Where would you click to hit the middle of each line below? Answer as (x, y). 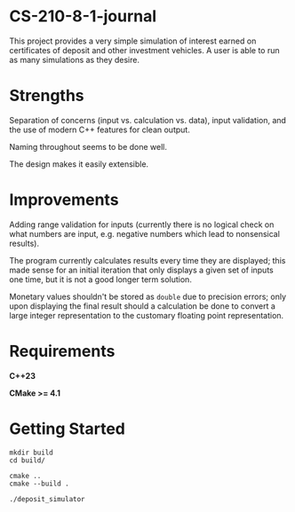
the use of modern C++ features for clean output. (100, 130)
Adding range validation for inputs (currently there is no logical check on (142, 224)
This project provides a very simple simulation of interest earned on (133, 41)
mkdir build (31, 453)
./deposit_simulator (48, 499)
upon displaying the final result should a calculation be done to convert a (142, 306)
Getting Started (68, 429)
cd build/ (28, 460)
